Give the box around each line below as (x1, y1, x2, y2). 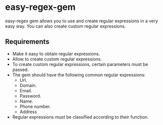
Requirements (5, 38, 49, 46)
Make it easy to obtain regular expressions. (12, 51, 100, 57)
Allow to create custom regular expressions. (12, 56, 102, 62)
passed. (12, 66, 29, 72)
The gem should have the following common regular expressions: (12, 71, 146, 78)
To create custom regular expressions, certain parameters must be (12, 61, 148, 67)
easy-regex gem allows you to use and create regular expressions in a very (5, 18, 158, 24)
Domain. (19, 82, 37, 88)
